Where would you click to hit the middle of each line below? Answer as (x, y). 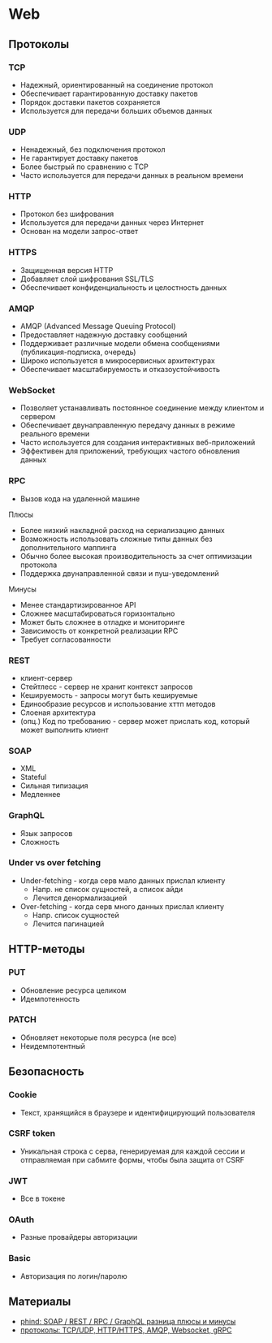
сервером (38, 417)
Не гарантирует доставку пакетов (79, 158)
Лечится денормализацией (80, 898)
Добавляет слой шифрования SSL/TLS (87, 279)
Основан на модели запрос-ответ (79, 232)
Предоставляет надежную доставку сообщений (104, 335)
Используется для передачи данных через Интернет (112, 223)
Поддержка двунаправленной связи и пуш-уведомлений (119, 573)
